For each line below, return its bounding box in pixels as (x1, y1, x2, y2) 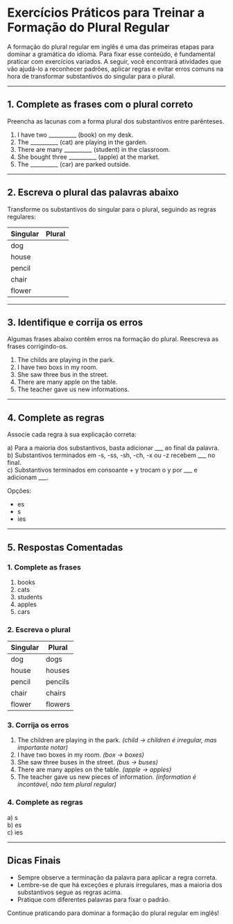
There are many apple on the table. (17, 378, 118, 386)
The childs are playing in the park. (17, 356, 115, 364)
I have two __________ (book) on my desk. (17, 130, 134, 139)
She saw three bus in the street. (17, 370, 109, 379)
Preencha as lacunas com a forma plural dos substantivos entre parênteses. (7, 117, 225, 126)
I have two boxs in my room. (17, 363, 98, 372)
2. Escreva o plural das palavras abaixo (7, 187, 179, 198)
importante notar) (17, 744, 68, 752)
